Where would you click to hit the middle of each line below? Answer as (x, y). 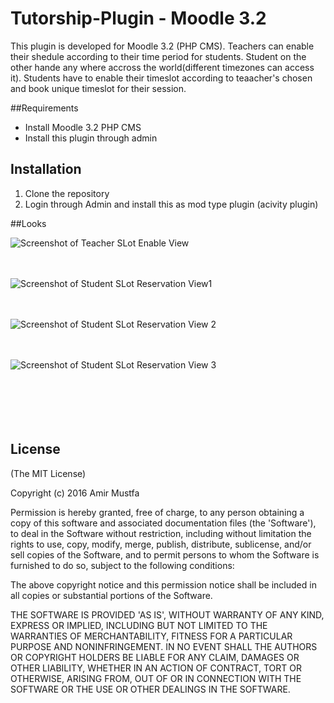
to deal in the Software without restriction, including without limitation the (161, 533)
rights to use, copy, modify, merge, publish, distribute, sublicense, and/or (161, 544)
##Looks (28, 223)
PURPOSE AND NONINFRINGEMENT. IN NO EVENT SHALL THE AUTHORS (164, 646)
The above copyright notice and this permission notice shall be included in (163, 584)
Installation (46, 169)
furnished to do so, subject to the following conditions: (122, 565)
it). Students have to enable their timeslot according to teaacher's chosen (161, 78)
